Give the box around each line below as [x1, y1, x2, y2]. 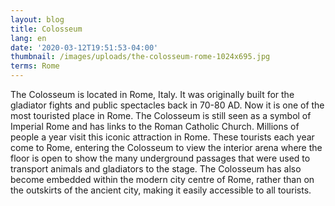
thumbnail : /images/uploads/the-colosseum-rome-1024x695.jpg [10, 52, 271, 62]
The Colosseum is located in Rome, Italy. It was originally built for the [10, 89, 295, 100]
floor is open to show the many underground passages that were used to [10, 152, 311, 164]
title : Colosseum [10, 24, 83, 34]
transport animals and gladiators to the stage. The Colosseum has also [10, 163, 302, 175]
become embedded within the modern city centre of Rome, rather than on [10, 174, 315, 185]
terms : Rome [10, 61, 60, 71]
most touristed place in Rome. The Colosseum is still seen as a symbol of [10, 110, 312, 121]
